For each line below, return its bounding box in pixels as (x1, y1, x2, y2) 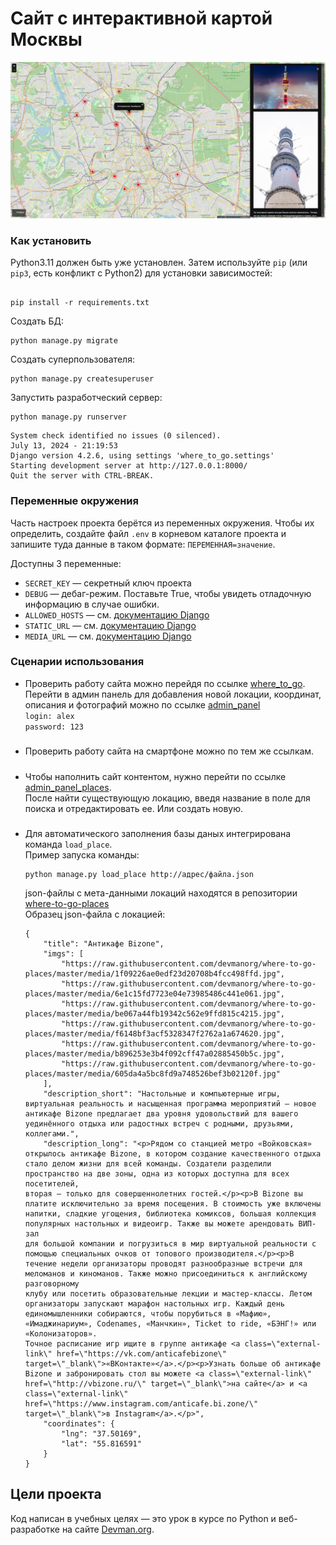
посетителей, (24, 1178, 80, 1189)
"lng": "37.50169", (61, 1428, 142, 1439)
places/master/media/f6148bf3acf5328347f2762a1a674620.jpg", (24, 1028, 286, 1039)
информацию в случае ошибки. (24, 598, 160, 610)
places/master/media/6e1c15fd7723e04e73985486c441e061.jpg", (24, 988, 286, 999)
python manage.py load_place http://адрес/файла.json (24, 869, 254, 879)
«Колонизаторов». (24, 1328, 98, 1339)
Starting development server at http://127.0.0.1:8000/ (10, 461, 248, 471)
